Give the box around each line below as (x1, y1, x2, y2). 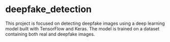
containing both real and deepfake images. (5, 31, 95, 37)
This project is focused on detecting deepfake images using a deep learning (5, 20, 165, 26)
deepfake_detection (5, 4, 92, 15)
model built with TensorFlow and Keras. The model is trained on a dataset (5, 25, 160, 31)
